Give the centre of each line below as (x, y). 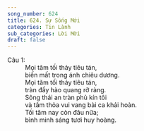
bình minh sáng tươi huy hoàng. (71, 120)
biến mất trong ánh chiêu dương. (72, 75)
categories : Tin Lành (39, 27)
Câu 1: (17, 60)
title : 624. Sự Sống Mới (44, 20)
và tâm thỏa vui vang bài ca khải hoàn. (81, 105)
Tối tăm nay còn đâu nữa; (62, 113)
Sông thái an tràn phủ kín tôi (66, 98)
